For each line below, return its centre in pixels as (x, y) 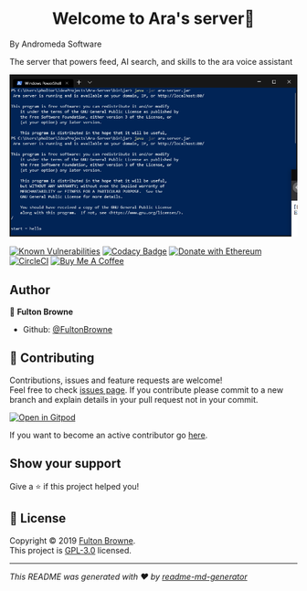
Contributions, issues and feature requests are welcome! (116, 380)
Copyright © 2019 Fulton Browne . (73, 540)
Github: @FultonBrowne (67, 330)
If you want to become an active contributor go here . (109, 435)
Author (30, 290)
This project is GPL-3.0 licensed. (71, 550)
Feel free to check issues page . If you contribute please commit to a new (147, 390)
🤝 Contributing (52, 359)
